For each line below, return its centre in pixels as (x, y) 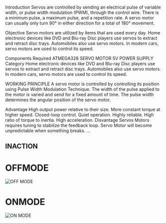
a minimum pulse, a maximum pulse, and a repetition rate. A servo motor (80, 18)
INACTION (22, 146)
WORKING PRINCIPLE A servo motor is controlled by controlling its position (82, 84)
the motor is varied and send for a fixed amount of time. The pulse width (80, 95)
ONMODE (25, 202)
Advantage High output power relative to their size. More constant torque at (83, 110)
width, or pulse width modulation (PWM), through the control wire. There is (82, 12)
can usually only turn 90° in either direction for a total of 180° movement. (80, 23)
